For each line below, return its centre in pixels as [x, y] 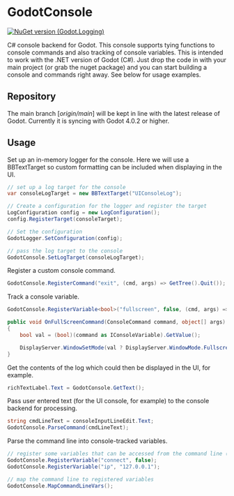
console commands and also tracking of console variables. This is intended [115, 52]
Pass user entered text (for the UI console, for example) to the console [108, 401]
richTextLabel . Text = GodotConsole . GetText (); [76, 388]
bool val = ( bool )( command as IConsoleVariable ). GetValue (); [110, 335]
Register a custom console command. [62, 271]
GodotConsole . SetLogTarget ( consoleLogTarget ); [76, 257]
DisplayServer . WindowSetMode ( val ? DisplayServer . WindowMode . [112, 347]
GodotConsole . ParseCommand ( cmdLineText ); [68, 428]
